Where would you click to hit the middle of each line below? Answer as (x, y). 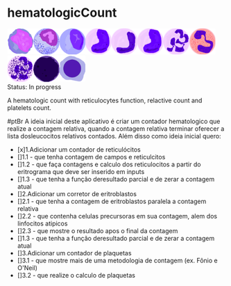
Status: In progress (34, 87)
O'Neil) (27, 268)
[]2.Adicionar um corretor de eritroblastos (77, 193)
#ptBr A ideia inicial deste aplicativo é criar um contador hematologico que (114, 121)
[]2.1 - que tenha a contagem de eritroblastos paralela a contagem (112, 201)
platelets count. (29, 108)
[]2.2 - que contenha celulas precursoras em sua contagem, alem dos (117, 216)
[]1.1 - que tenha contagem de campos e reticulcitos (91, 157)
